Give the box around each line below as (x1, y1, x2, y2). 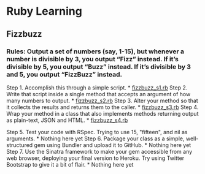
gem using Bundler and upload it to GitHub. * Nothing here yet (34, 141, 191, 148)
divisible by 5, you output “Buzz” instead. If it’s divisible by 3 (6, 62, 191, 71)
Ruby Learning (6, 4, 83, 18)
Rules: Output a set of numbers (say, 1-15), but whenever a (6, 47, 185, 56)
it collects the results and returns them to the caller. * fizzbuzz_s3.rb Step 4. (6, 103, 199, 111)
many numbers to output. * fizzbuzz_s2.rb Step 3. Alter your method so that (6, 97, 198, 104)
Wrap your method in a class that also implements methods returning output (6, 110, 199, 117)
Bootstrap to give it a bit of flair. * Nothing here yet (6, 161, 134, 168)
